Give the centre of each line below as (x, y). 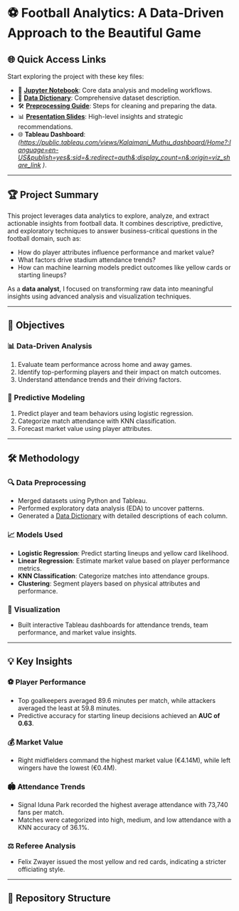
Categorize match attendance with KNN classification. (97, 421)
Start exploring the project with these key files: (76, 76)
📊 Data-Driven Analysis (50, 346)
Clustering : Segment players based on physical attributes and (109, 583)
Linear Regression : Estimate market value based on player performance (123, 561)
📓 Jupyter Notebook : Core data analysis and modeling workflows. (115, 90)
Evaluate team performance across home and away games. (105, 364)
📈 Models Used (35, 535)
